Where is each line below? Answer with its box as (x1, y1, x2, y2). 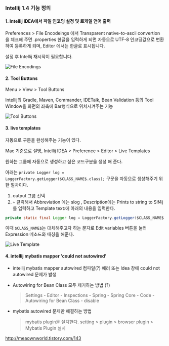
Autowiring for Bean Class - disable (25, 297, 100, 304)
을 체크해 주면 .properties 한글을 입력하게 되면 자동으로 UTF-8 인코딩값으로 (5, 36, 155, 42)
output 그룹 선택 (12, 192, 46, 198)
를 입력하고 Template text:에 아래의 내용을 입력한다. (12, 205, 115, 211)
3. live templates (5, 125, 41, 131)
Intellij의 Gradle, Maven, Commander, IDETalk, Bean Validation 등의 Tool (5, 97, 154, 103)
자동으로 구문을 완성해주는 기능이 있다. (5, 137, 81, 143)
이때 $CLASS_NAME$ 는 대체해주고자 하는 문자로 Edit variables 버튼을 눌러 (5, 225, 147, 231)
